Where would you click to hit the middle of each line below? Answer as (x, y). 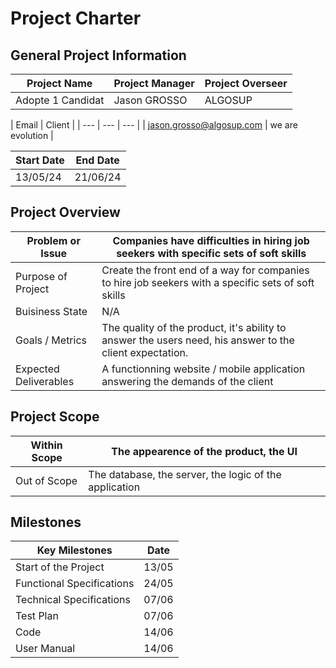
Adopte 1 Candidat (60, 100)
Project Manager (154, 83)
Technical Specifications (73, 600)
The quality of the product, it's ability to (194, 327)
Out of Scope (46, 480)
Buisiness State (51, 311)
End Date (97, 160)
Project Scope (55, 417)
